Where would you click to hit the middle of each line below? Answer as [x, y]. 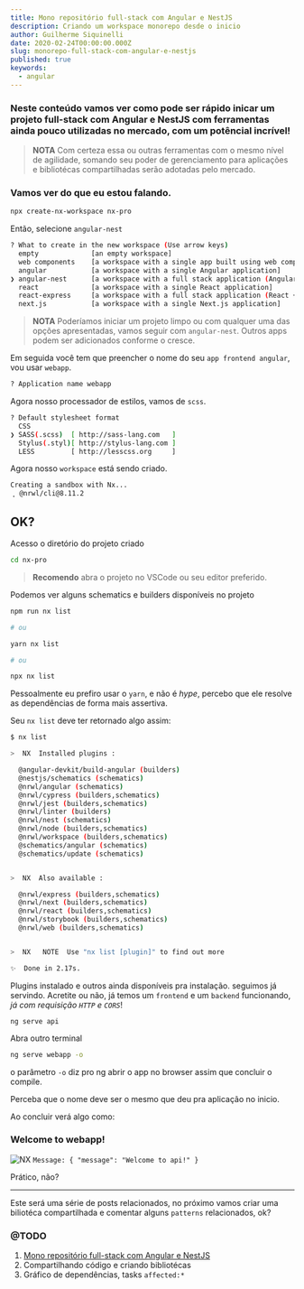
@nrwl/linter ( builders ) [65, 812]
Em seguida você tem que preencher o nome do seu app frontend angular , [150, 358]
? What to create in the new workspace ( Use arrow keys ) [120, 246]
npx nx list [32, 677]
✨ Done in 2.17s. [46, 968]
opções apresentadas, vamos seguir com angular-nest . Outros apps [160, 331]
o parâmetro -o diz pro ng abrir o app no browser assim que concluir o [141, 1071]
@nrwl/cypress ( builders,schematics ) [89, 795]
